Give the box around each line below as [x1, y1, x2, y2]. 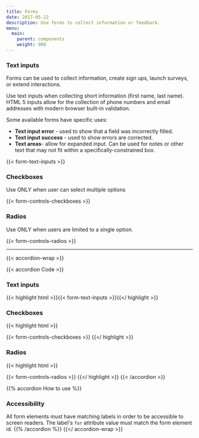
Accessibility [6, 400, 45, 408]
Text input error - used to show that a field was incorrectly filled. [14, 128, 174, 135]
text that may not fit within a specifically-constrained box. [14, 147, 155, 154]
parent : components [17, 36, 65, 42]
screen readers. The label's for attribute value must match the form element [6, 419, 192, 426]
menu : [6, 25, 20, 31]
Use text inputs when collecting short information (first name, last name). [6, 92, 185, 99]
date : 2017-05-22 [6, 14, 49, 20]
